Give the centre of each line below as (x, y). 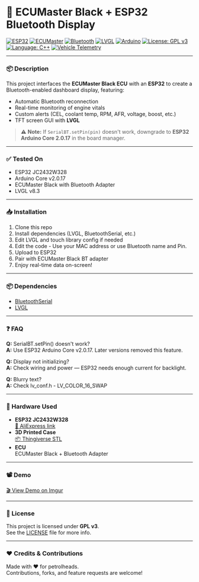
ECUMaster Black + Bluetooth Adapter (61, 454)
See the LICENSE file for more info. (49, 533)
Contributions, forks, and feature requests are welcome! (75, 573)
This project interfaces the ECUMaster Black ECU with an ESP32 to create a (99, 84)
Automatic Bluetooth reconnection (57, 102)
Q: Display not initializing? (38, 362)
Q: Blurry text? (24, 380)
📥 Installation (27, 212)
